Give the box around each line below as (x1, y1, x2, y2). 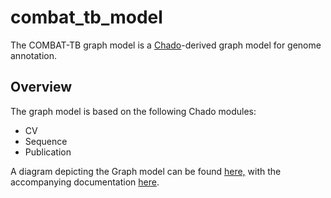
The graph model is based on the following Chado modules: (10, 105, 257, 117)
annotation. (10, 49, 57, 61)
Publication (24, 146, 72, 158)
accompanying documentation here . (10, 176, 160, 188)
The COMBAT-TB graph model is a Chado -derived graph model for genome (10, 39, 322, 51)
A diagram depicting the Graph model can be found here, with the (10, 165, 282, 177)
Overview (10, 79, 73, 96)
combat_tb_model (10, 6, 163, 29)
